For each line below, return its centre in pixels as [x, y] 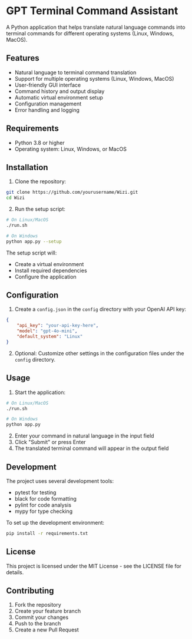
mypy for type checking [43, 511]
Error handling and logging [47, 110]
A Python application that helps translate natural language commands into [96, 27]
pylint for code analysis [43, 505]
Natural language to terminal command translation [75, 72]
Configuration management [48, 104]
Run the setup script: [40, 209]
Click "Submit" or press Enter [50, 442]
